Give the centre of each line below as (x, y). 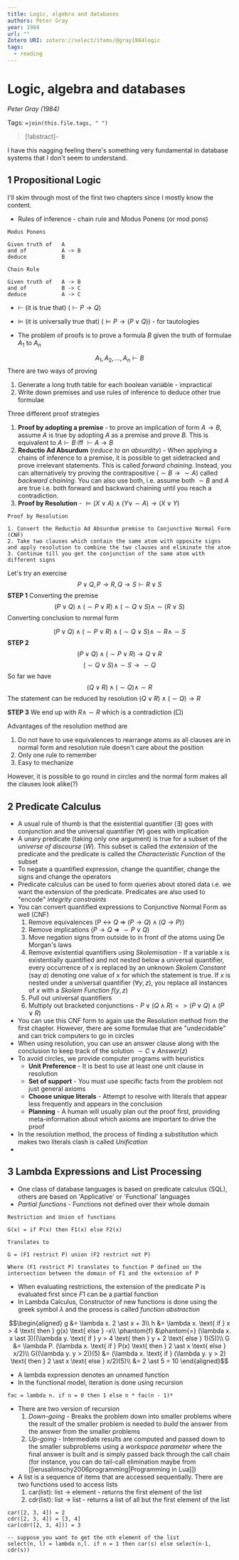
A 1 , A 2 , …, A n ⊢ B (119, 359)
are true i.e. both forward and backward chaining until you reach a (115, 488)
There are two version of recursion (68, 1408)
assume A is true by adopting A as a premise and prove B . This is (113, 435)
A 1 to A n (29, 343)
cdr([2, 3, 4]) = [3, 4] (44, 1519)
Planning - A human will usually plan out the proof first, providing (124, 1112)
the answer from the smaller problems (84, 1431)
